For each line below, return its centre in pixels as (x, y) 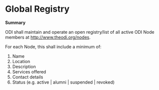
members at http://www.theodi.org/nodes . (48, 37)
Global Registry (37, 9)
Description (24, 67)
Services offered (29, 71)
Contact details (28, 77)
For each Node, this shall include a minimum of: (53, 46)
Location (21, 61)
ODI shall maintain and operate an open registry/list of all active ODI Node (80, 32)
